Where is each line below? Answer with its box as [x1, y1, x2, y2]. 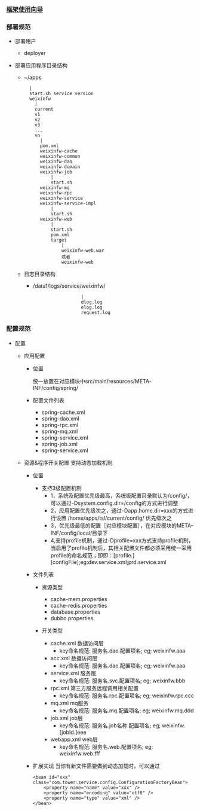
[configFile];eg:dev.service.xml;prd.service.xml [50, 558, 167, 566]
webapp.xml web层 [50, 736, 99, 743]
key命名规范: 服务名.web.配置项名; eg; [59, 743, 153, 750]
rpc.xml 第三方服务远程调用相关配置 [50, 684, 139, 691]
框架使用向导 [6, 5, 44, 13]
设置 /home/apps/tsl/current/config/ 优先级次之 [56, 514, 172, 522]
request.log [81, 310, 110, 316]
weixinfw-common [39, 154, 81, 160]
